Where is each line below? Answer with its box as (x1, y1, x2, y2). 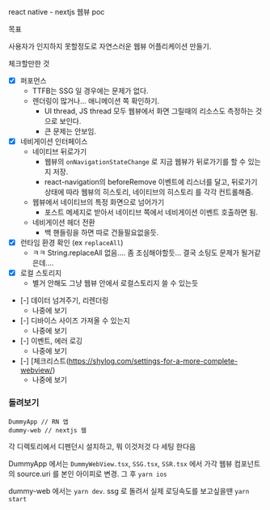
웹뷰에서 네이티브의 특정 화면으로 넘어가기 (32, 198, 165, 207)
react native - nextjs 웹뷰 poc (8, 7, 105, 16)
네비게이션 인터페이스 (19, 137, 88, 147)
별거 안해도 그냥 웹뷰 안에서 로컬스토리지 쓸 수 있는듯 (32, 278, 199, 288)
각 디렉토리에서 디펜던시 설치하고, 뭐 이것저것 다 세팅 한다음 (8, 441, 196, 451)
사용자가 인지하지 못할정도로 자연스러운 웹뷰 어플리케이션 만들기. (8, 41, 212, 51)
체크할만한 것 (8, 59, 50, 68)
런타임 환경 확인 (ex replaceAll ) (19, 238, 124, 248)
